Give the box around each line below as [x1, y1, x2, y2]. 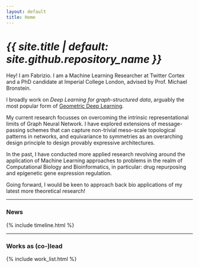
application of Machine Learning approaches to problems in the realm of [6, 157, 183, 164]
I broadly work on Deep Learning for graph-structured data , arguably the [6, 96, 185, 103]
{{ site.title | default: [6, 40, 108, 53]
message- [158, 120, 182, 128]
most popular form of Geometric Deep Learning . [6, 102, 124, 110]
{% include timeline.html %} [6, 221, 75, 229]
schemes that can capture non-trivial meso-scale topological [26, 127, 176, 134]
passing [6, 127, 25, 134]
